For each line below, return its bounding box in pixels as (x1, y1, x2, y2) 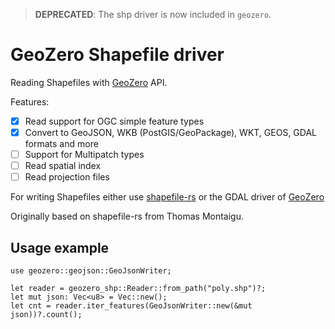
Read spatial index (24, 160, 102, 172)
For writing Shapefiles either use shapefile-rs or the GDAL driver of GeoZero (10, 191, 325, 203)
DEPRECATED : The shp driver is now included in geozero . (34, 9, 272, 20)
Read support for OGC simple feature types (24, 115, 205, 127)
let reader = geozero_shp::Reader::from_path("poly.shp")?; (10, 284, 267, 294)
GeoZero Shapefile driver (10, 44, 225, 66)
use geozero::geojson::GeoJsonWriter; (10, 266, 172, 276)
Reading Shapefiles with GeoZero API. (10, 76, 168, 88)
